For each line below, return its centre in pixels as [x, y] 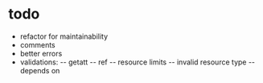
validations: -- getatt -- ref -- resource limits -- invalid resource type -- [138, 62]
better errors [41, 53]
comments [37, 44]
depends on [40, 70]
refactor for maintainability [64, 36]
